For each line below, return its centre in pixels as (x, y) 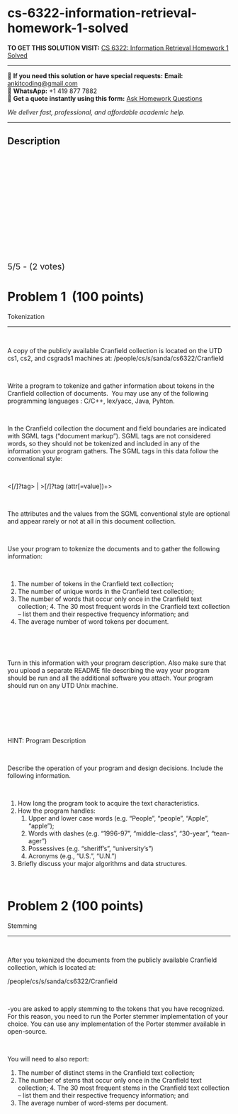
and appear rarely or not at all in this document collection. (91, 521)
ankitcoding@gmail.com (42, 83)
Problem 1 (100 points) (76, 297)
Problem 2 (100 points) (75, 905)
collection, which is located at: (52, 967)
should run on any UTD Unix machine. (63, 685)
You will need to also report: (48, 1059)
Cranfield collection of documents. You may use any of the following (108, 393)
